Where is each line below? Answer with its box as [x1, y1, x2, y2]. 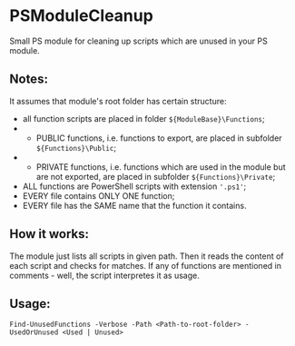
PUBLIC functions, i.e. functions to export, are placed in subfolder [35, 133, 283, 143]
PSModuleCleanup [9, 5, 154, 26]
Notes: [9, 72, 48, 87]
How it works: [9, 226, 89, 242]
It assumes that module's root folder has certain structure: [9, 95, 227, 106]
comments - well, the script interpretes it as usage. [9, 270, 200, 281]
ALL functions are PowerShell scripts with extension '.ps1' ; [22, 181, 247, 192]
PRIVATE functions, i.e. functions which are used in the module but [35, 161, 286, 173]
